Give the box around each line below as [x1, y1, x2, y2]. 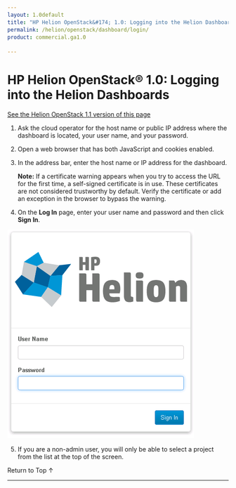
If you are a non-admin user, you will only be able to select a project [17, 445, 214, 454]
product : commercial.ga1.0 [7, 34, 86, 41]
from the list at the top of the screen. [17, 453, 124, 461]
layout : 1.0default [7, 11, 65, 18]
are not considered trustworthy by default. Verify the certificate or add [17, 187, 221, 196]
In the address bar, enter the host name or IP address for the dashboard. [17, 159, 228, 167]
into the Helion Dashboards [7, 87, 170, 103]
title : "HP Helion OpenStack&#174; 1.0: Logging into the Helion [7, 18, 202, 26]
